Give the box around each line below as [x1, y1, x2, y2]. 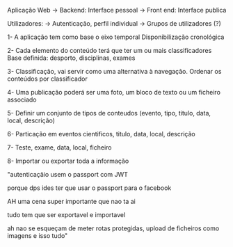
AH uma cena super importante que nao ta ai [7, 198, 136, 205]
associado [7, 95, 37, 104]
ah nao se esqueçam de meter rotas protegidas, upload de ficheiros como [7, 224, 220, 232]
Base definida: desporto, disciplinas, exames [7, 54, 136, 62]
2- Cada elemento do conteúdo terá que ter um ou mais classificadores [7, 47, 212, 54]
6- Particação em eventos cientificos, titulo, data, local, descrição [7, 130, 196, 138]
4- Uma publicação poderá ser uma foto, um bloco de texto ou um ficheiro [7, 88, 221, 96]
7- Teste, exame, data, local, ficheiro [7, 143, 113, 152]
